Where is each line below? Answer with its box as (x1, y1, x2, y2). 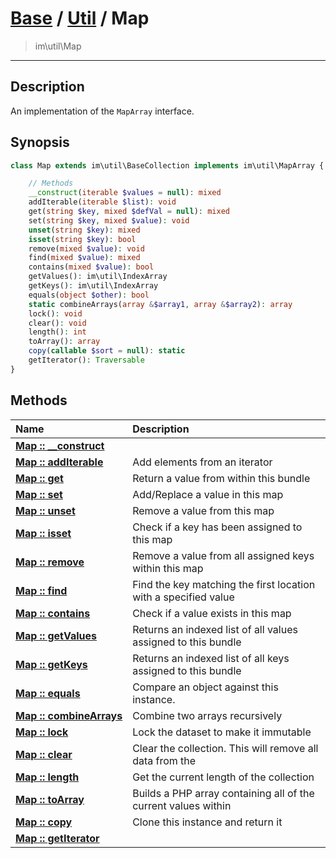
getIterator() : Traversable (28, 355, 145, 366)
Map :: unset (15, 503, 76, 517)
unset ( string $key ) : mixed (28, 225, 141, 235)
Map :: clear (15, 747, 73, 761)
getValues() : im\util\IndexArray (28, 272, 168, 282)
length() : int (28, 327, 87, 337)
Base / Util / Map (10, 7, 150, 30)
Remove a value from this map (132, 503, 275, 517)
